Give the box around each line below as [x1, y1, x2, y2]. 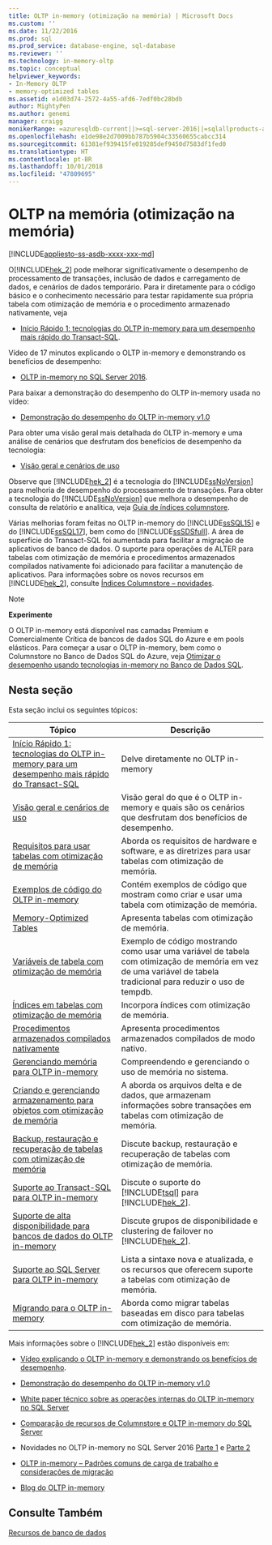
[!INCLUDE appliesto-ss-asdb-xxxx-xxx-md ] [8, 249, 155, 259]
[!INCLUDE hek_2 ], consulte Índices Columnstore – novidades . [8, 578, 215, 588]
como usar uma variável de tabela [121, 945, 250, 957]
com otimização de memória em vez [121, 956, 259, 967]
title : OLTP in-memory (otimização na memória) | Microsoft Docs [8, 11, 233, 20]
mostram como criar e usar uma [121, 888, 243, 900]
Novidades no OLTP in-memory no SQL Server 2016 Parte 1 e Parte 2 [19, 1442, 251, 1452]
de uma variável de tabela [121, 965, 219, 977]
